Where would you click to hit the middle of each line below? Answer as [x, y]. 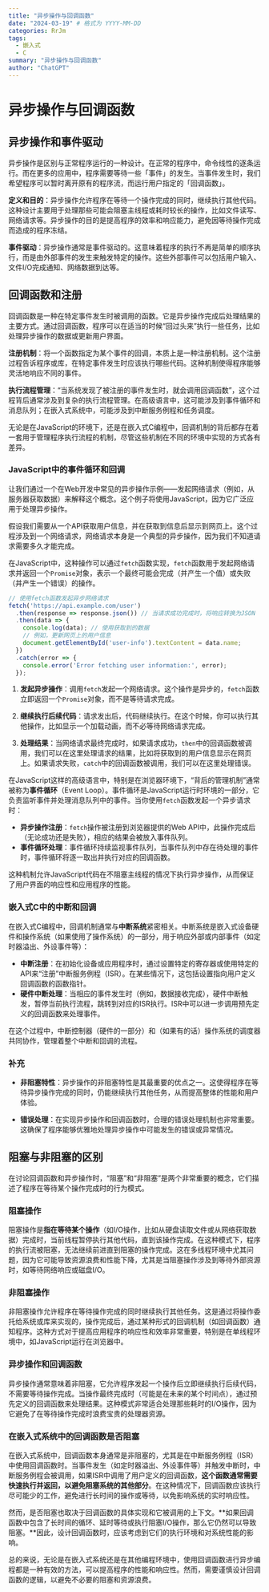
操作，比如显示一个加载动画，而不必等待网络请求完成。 [118, 726]
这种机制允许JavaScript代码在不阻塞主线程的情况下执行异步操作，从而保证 [131, 874]
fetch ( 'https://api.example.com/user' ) [75, 606]
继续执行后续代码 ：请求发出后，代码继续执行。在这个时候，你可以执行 [136, 716]
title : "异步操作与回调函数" [51, 16]
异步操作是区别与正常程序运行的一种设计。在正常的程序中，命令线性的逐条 [131, 163]
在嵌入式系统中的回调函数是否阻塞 [74, 1436]
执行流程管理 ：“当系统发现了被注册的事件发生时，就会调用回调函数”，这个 [131, 390]
